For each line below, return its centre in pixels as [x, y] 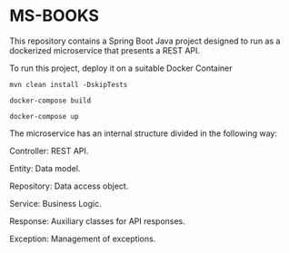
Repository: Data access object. [69, 186]
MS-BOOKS [55, 16]
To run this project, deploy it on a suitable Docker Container [121, 68]
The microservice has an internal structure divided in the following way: [143, 133]
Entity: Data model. [45, 168]
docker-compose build [50, 101]
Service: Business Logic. [55, 203]
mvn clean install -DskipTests [69, 84]
